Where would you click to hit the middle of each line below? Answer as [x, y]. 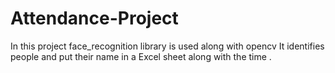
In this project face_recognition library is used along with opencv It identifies [167, 46]
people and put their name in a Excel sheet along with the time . [141, 56]
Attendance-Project [94, 18]
